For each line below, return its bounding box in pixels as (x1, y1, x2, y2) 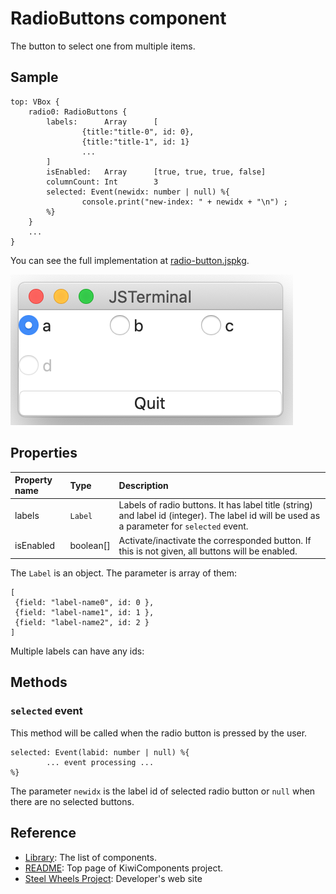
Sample (10, 69, 59, 86)
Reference (10, 825, 77, 842)
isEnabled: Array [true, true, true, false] (46, 167, 267, 177)
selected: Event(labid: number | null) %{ (10, 747, 190, 757)
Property (14, 474, 53, 486)
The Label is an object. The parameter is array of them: (10, 567, 238, 579)
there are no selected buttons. (10, 795, 135, 807)
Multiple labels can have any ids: (10, 645, 145, 657)
